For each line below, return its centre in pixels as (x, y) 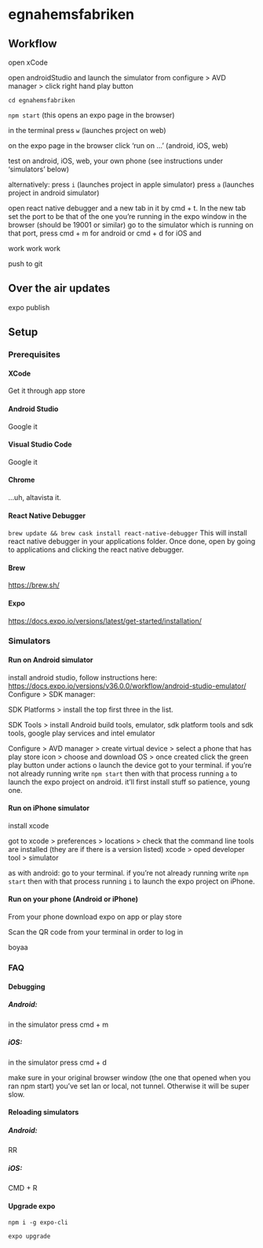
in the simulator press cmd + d (58, 1062)
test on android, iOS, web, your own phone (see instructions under (116, 161)
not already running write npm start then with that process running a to (123, 773)
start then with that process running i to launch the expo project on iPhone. (131, 881)
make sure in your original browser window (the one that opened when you (130, 1077)
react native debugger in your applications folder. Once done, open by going (132, 542)
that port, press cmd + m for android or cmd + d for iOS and (105, 233)
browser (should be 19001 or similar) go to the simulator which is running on (131, 225)
